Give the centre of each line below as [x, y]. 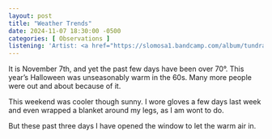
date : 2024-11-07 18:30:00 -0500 [65, 31]
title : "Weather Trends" [50, 23]
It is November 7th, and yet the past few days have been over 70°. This [126, 69]
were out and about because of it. [65, 86]
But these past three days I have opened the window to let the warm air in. [132, 126]
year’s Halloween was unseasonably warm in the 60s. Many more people [130, 78]
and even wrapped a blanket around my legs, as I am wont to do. [116, 111]
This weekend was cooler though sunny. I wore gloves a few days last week [135, 102]
